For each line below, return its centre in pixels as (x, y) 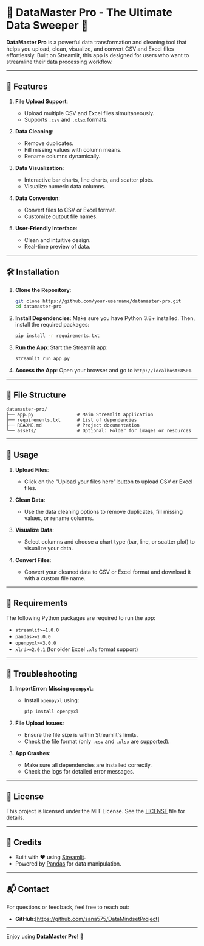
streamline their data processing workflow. (60, 62)
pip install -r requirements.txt (57, 336)
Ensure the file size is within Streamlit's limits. (81, 735)
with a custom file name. (55, 578)
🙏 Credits (24, 843)
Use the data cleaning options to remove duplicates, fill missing (104, 511)
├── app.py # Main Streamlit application (80, 414)
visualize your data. (49, 548)
